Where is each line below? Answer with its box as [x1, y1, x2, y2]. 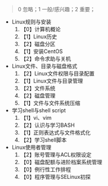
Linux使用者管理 [11, 144, 52, 151]
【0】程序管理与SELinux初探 [20, 174, 91, 180]
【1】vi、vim [20, 115, 52, 121]
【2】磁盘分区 [20, 41, 56, 47]
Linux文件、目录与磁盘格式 [11, 63, 78, 70]
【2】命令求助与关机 [20, 56, 71, 62]
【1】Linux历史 [20, 33, 58, 40]
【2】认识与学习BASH [20, 122, 75, 129]
